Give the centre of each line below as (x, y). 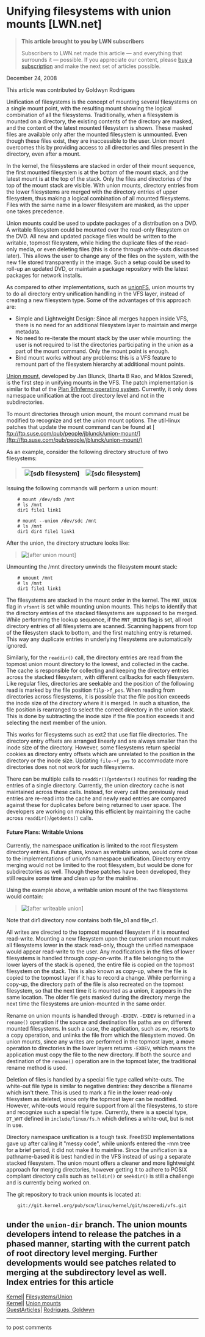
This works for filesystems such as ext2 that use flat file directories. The (97, 734)
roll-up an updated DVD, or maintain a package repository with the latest (97, 268)
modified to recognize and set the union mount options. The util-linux (93, 420)
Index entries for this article (60, 1282)
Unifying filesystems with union (89, 11)
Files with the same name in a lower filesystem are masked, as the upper (98, 205)
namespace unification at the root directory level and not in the (85, 395)
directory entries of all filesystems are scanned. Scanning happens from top (102, 626)
